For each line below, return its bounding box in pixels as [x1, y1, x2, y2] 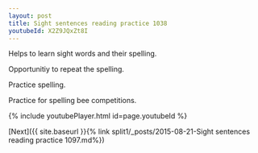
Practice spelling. [8, 80, 66, 89]
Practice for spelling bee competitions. [8, 96, 137, 105]
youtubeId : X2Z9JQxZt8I [8, 27, 89, 35]
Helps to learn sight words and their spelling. [8, 49, 157, 59]
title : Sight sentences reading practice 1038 [8, 19, 168, 27]
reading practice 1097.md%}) [8, 135, 105, 145]
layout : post [8, 11, 52, 20]
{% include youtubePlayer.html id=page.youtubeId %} [8, 111, 188, 121]
